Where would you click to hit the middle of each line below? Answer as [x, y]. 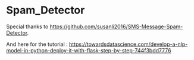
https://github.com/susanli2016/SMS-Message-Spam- [116, 26]
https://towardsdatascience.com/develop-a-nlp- [129, 44]
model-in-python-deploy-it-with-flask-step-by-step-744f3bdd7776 [89, 50]
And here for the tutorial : [37, 44]
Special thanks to [27, 26]
